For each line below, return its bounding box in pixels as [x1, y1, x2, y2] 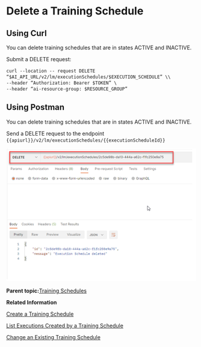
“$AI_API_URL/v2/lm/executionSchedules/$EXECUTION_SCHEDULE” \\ [6, 74, 171, 80]
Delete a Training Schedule [6, 4, 144, 18]
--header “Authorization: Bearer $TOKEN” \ [6, 80, 117, 86]
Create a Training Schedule [6, 310, 74, 318]
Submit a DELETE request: [6, 56, 72, 62]
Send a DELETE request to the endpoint [6, 130, 105, 137]
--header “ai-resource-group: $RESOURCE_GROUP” [6, 86, 128, 92]
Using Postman [6, 102, 65, 112]
